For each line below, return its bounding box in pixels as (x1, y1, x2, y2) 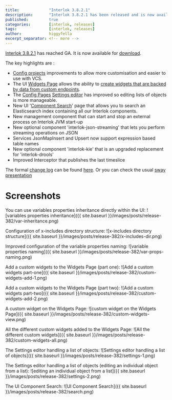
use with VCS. (12, 75, 42, 81)
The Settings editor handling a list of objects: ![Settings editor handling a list (5, 347, 165, 353)
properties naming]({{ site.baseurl (5, 249, 77, 255)
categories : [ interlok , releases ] (5, 21, 95, 27)
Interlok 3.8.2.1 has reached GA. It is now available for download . (5, 50, 142, 56)
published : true (5, 17, 58, 22)
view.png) (5, 316, 27, 322)
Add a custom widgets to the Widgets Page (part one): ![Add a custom (5, 264, 154, 270)
